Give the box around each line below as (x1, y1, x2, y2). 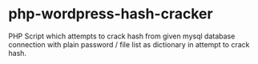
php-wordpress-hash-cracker (8, 5, 214, 23)
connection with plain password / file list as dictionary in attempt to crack (8, 39, 250, 49)
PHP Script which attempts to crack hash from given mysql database (8, 31, 236, 41)
